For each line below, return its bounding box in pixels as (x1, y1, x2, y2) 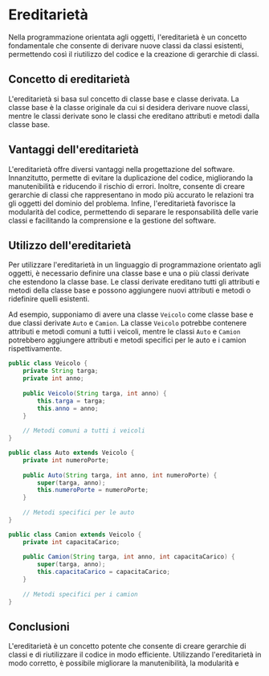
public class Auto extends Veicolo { (8, 449, 135, 457)
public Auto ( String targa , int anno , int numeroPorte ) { (22, 471, 218, 479)
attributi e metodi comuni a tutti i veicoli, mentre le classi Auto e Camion (8, 327, 241, 337)
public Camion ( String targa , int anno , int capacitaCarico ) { (22, 553, 235, 561)
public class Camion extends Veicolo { (8, 531, 142, 539)
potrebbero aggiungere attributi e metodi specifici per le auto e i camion (8, 335, 247, 345)
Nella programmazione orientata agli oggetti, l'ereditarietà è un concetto (8, 32, 247, 42)
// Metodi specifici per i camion (22, 590, 138, 598)
